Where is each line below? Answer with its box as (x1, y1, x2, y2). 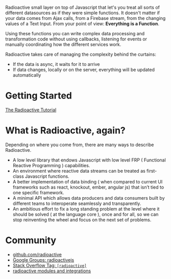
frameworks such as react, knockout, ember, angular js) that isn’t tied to (12, 184, 164, 190)
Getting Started (5, 90, 72, 102)
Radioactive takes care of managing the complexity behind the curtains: (5, 51, 157, 57)
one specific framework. (12, 189, 64, 196)
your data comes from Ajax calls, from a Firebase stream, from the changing (5, 15, 166, 21)
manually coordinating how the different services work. (5, 41, 121, 48)
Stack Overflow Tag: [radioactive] (12, 262, 87, 268)
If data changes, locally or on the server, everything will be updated (12, 66, 155, 73)
